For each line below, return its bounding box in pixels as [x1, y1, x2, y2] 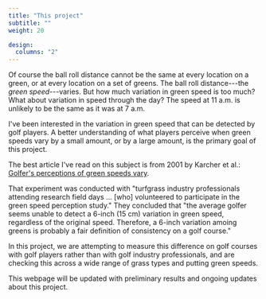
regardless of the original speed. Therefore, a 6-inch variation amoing [8, 218, 237, 227]
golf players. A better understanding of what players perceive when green [8, 128, 251, 138]
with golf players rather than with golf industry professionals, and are [8, 250, 235, 259]
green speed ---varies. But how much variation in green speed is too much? [8, 87, 256, 96]
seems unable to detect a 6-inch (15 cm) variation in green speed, [8, 209, 225, 219]
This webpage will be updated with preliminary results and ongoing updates [8, 274, 257, 283]
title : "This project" [8, 11, 84, 20]
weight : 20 [8, 26, 45, 34]
